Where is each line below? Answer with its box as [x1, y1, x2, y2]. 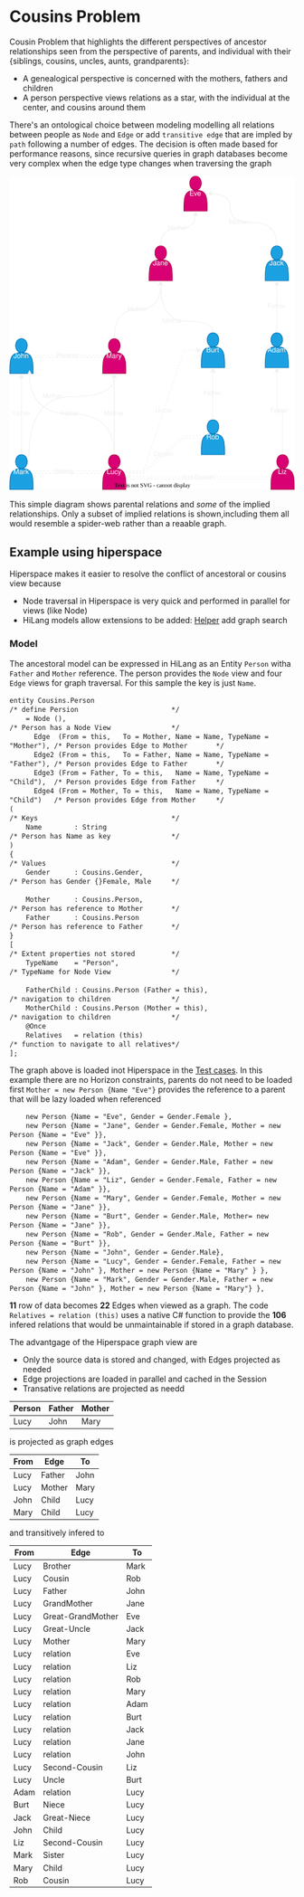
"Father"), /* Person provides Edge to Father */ [9, 759, 224, 768]
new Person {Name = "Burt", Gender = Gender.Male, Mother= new [25, 1211, 270, 1220]
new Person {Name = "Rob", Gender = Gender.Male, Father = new [25, 1229, 270, 1238]
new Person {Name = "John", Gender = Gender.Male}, [25, 1247, 224, 1257]
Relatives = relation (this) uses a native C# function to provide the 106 [9, 1309, 287, 1320]
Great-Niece [43, 1812, 90, 1823]
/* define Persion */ [9, 705, 180, 714]
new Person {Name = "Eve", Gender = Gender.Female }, [25, 1112, 233, 1121]
